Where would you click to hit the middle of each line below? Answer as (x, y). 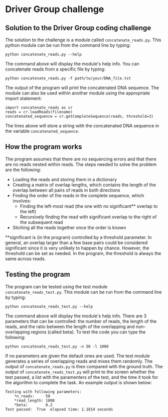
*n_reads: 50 (32, 396)
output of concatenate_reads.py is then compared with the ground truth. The (84, 366)
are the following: (23, 170)
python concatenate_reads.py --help (43, 54)
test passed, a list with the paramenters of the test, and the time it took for (82, 377)
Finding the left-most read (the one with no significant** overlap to (89, 206)
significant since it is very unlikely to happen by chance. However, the (77, 248)
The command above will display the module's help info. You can (72, 64)
